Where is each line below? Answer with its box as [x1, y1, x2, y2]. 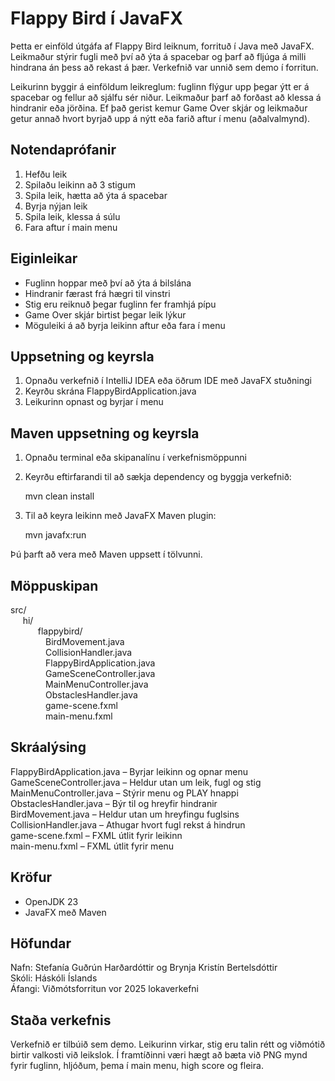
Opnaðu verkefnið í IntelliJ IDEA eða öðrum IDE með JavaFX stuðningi [24, 375, 312, 387]
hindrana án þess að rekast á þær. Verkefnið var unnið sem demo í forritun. [10, 61, 319, 73]
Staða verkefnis [10, 1012, 112, 1029]
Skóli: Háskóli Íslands [10, 972, 98, 984]
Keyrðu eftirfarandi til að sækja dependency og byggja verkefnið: [24, 471, 292, 483]
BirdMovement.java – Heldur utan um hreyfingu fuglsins [10, 808, 240, 820]
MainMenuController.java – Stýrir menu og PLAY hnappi [10, 787, 239, 799]
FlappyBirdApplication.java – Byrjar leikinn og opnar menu [10, 765, 248, 777]
